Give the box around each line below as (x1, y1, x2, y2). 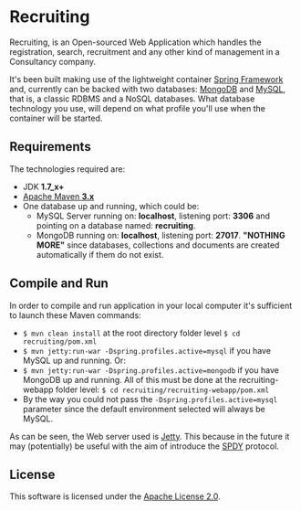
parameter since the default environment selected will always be (22, 403, 266, 414)
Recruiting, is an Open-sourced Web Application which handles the (9, 37, 262, 48)
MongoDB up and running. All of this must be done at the (22, 374, 237, 385)
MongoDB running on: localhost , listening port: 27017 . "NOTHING (36, 229, 285, 240)
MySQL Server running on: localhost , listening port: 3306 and (36, 210, 271, 221)
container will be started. (9, 112, 103, 123)
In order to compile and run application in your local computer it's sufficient (9, 300, 293, 311)
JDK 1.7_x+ (22, 181, 65, 192)
